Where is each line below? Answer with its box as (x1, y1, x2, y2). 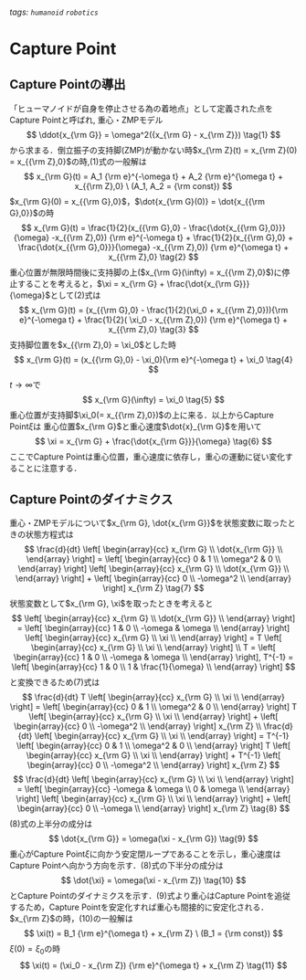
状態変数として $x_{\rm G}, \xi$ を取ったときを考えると (9, 598, 214, 609)
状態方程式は (25, 529, 74, 540)
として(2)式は (49, 290, 101, 300)
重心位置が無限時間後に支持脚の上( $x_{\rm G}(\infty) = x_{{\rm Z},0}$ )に (9, 267, 282, 278)
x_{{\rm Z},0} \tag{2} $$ (108, 251, 199, 262)
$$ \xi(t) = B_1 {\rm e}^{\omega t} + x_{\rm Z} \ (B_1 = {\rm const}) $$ (24, 928, 283, 939)
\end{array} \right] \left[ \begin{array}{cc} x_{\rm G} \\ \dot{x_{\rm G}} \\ (17, 564, 290, 574)
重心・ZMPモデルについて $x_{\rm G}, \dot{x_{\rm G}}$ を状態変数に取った (9, 518, 288, 529)
